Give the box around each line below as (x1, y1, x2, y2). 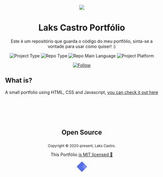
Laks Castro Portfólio (38, 22, 126, 34)
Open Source (61, 128, 102, 137)
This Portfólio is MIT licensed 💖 (51, 152, 113, 158)
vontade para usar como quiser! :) (48, 43, 116, 49)
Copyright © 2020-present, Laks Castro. (48, 143, 116, 148)
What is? (5, 76, 33, 85)
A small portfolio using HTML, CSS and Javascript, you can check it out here (5, 89, 159, 95)
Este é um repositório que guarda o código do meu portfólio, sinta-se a (10, 38, 153, 44)
